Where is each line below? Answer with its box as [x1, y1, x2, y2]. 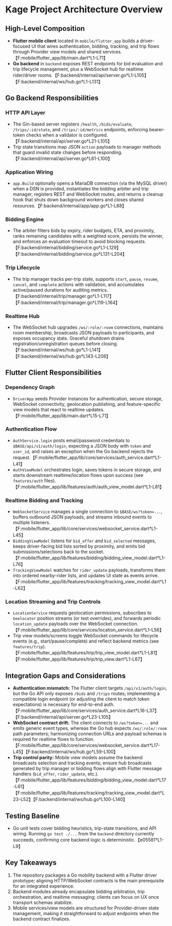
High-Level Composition [5, 24, 85, 33]
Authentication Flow [5, 425, 58, 433]
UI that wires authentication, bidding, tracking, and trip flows [31, 43, 160, 49]
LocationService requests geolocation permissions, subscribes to [12, 610, 152, 616]
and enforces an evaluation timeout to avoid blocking [12, 238, 125, 245]
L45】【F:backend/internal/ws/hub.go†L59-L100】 [12, 749, 119, 755]
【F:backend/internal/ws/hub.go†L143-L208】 [12, 353, 111, 359]
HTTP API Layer [5, 109, 46, 116]
